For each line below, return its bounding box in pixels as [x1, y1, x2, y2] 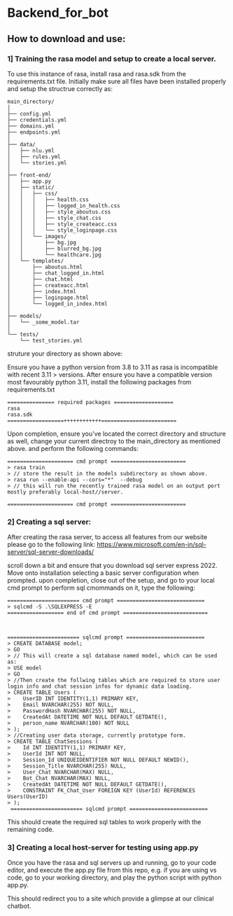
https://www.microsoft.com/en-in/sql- [97, 541, 206, 549]
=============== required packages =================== [7, 398, 174, 405]
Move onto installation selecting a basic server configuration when [7, 569, 199, 577]
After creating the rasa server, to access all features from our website [7, 533, 208, 541]
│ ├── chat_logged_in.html [7, 270, 105, 277]
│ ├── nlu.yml [7, 147, 55, 154]
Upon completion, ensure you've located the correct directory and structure [7, 429, 226, 438]
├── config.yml [7, 110, 52, 117]
